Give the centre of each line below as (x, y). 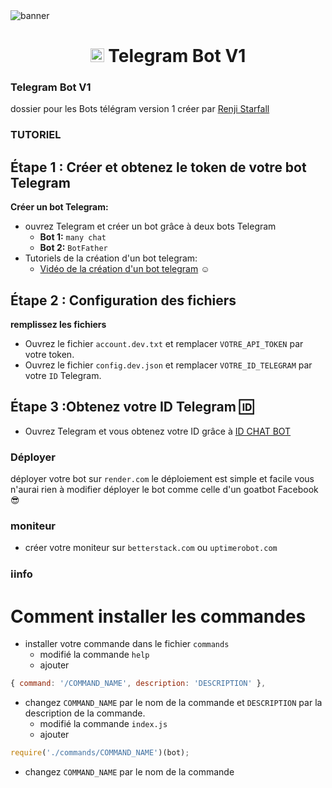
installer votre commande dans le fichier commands (127, 644)
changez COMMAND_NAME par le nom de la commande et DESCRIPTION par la (173, 703)
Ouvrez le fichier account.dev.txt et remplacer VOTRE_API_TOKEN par (164, 344)
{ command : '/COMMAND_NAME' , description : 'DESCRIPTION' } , (138, 684)
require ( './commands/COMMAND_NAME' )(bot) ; (100, 753)
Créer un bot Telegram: (59, 207)
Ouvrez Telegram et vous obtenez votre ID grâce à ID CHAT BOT (158, 431)
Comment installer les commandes (158, 616)
